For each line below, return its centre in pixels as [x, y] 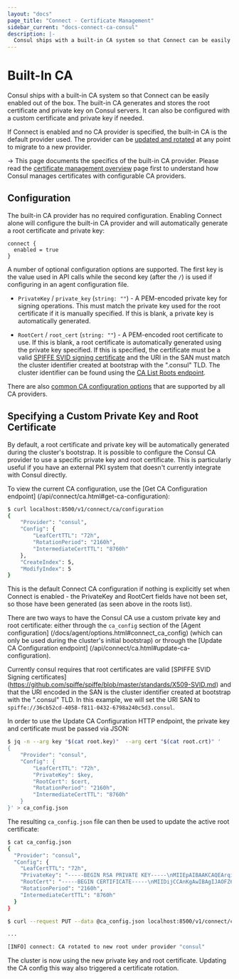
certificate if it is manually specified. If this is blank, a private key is [116, 313]
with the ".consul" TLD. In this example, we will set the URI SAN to [104, 700]
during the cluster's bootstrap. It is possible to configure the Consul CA [112, 452]
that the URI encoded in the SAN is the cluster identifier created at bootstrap [119, 692]
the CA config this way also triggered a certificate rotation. [93, 968]
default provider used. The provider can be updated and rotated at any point [119, 140]
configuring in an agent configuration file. [68, 284]
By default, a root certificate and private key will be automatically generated [118, 444]
